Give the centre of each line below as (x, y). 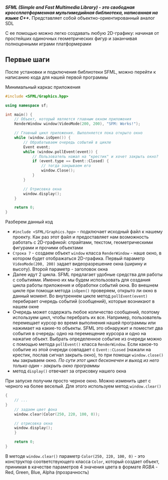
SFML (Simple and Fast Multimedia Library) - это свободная (70, 7)
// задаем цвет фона (36, 409)
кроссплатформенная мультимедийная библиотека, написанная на (82, 13)
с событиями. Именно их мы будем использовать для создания (81, 280)
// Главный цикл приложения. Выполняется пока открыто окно (78, 133)
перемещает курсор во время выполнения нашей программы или (84, 323)
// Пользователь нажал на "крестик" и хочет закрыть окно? (95, 156)
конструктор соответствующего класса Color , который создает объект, (82, 461)
